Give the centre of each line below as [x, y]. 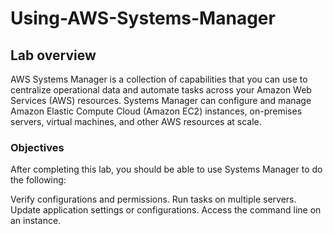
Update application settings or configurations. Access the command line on [166, 210]
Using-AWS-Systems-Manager [143, 18]
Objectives [37, 147]
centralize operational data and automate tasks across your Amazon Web [161, 90]
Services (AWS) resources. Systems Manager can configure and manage [161, 100]
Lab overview [53, 55]
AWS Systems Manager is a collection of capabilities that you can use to [159, 79]
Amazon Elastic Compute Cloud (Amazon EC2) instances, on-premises [156, 111]
